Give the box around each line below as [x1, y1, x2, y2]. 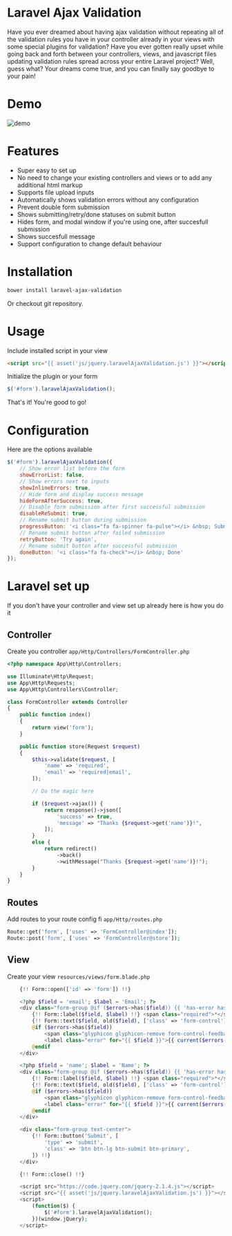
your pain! [7, 71, 36, 80]
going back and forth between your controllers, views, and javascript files [7, 50, 217, 58]
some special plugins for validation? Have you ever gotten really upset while [7, 42, 224, 51]
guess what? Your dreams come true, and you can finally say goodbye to [7, 64, 215, 73]
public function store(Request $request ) [19, 743, 140, 750]
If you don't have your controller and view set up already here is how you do [7, 601, 224, 610]
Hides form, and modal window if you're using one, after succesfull [17, 217, 209, 226]
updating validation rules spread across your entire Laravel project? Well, [7, 57, 215, 65]
